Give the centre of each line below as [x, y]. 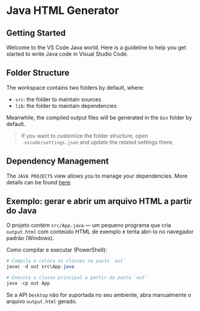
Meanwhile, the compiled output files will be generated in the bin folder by [99, 117]
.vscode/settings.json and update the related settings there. [97, 142]
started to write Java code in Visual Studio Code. [67, 54]
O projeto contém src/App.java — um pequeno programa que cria [89, 226]
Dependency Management [58, 161]
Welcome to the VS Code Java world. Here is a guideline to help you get [96, 47]
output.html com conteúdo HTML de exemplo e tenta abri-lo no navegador [100, 232]
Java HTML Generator [63, 11]
